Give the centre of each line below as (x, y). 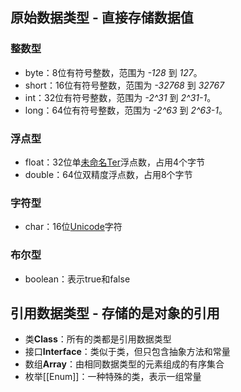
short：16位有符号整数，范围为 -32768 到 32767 (124, 85)
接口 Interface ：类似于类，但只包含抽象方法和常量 (127, 352)
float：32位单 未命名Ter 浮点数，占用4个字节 (114, 162)
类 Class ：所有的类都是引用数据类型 (98, 339)
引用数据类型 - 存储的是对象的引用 (115, 313)
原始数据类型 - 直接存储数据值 (102, 18)
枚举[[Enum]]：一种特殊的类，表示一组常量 (113, 377)
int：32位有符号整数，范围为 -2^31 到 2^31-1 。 (120, 97)
